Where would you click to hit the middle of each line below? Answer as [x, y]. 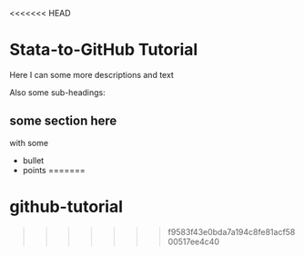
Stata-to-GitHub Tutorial [104, 50]
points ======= [54, 170]
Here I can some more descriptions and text [92, 74]
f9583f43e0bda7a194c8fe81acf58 [232, 231]
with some [29, 142]
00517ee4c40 [194, 241]
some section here [63, 121]
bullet [33, 160]
